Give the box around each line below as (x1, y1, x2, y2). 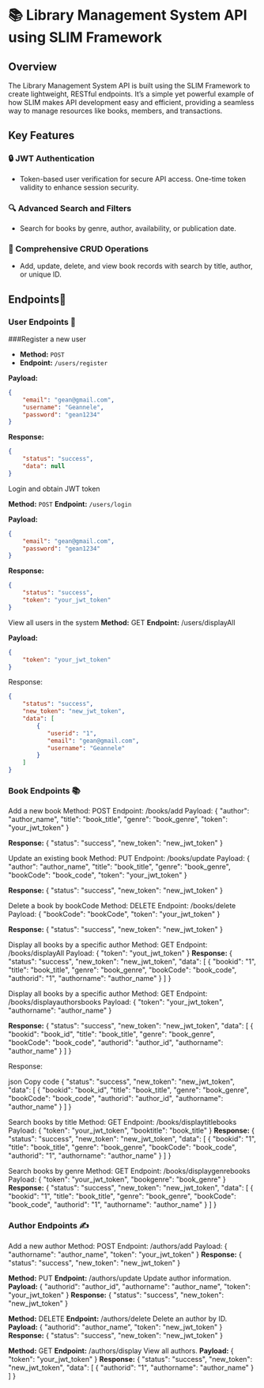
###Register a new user (8, 334, 87, 344)
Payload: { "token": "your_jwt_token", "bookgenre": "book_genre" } (8, 1175, 227, 1184)
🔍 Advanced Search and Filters (8, 202, 132, 213)
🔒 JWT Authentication (8, 153, 95, 164)
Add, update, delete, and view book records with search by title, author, (19, 262, 253, 271)
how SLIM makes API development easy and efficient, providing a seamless (8, 98, 255, 107)
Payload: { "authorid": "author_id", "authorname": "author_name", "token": (8, 1281, 251, 1291)
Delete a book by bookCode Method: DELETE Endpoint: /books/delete (8, 901, 236, 911)
